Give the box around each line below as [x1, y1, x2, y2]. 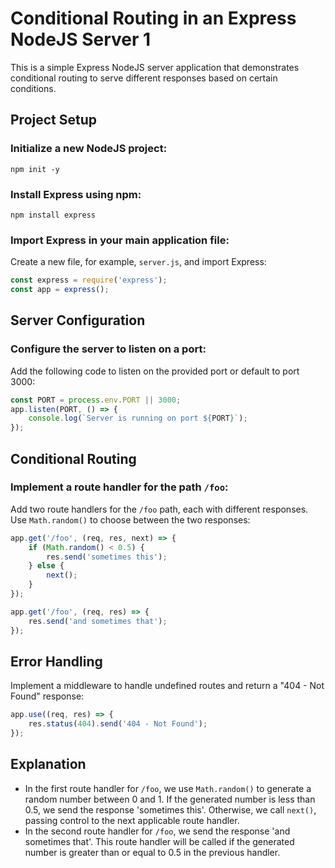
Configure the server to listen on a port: [10, 342, 207, 356]
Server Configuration [10, 312, 146, 329]
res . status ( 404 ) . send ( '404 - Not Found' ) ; [28, 719, 208, 729]
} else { [28, 561, 65, 571]
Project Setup [10, 112, 98, 129]
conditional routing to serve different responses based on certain [10, 72, 278, 84]
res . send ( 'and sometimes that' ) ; [28, 616, 168, 626]
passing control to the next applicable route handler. [24, 814, 240, 826]
